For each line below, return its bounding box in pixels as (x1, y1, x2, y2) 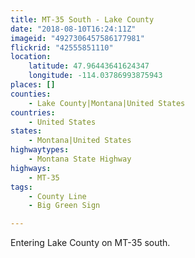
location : (10, 52, 52, 62)
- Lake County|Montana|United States (28, 98, 186, 108)
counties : (10, 89, 52, 99)
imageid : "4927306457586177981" (10, 33, 145, 43)
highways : (10, 163, 52, 173)
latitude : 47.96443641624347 (28, 61, 150, 71)
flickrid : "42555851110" (10, 42, 114, 53)
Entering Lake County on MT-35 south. (10, 237, 171, 249)
